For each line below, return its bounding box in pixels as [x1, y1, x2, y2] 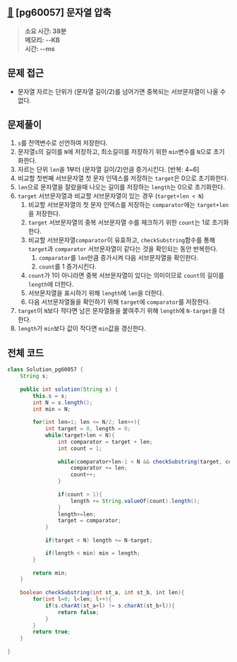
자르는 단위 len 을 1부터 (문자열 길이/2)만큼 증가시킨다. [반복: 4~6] [17, 165, 200, 174]
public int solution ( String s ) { [20, 386, 119, 393]
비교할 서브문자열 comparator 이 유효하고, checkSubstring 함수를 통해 [28, 236, 216, 244]
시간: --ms [24, 45, 55, 53]
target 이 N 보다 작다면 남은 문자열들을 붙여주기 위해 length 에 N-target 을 [17, 307, 218, 315]
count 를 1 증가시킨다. [38, 262, 97, 271]
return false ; [57, 608, 99, 616]
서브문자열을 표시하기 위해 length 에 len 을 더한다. [28, 289, 164, 297]
